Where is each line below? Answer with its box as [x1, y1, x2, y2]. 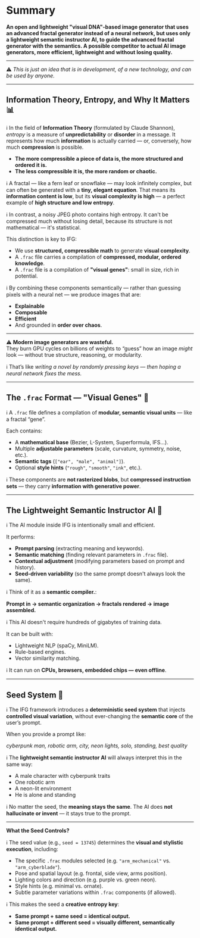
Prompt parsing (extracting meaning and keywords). [14, 545, 145, 552]
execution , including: [6, 846, 58, 853]
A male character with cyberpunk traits [14, 772, 111, 780]
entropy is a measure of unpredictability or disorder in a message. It [6, 130, 176, 138]
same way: [6, 761, 33, 768]
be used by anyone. [6, 72, 55, 79]
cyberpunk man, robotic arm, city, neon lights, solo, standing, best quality [6, 742, 187, 749]
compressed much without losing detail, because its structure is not [6, 217, 173, 225]
